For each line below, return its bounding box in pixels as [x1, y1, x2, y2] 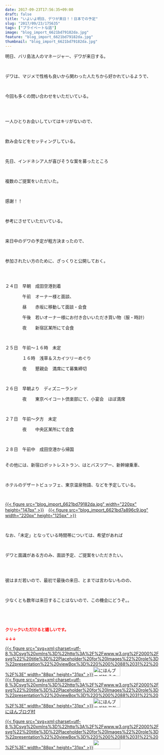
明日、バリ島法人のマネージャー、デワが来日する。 [5, 53, 108, 59]
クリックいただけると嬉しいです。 [5, 626, 69, 632]
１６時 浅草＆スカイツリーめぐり [22, 355, 91, 361]
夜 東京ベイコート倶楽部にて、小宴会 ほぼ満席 [22, 396, 126, 402]
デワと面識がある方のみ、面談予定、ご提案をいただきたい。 [5, 552, 126, 558]
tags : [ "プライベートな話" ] [5, 26, 56, 30]
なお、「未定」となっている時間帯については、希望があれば [5, 532, 123, 538]
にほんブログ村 [5, 708, 35, 714]
